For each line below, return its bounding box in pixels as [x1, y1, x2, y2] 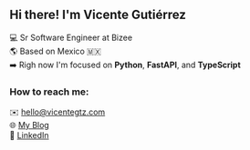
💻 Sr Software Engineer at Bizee [9, 32, 133, 43]
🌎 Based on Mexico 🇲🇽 [9, 45, 102, 56]
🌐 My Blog [9, 120, 50, 131]
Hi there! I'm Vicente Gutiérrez [9, 7, 187, 23]
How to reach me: [9, 85, 89, 98]
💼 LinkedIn [9, 130, 49, 141]
